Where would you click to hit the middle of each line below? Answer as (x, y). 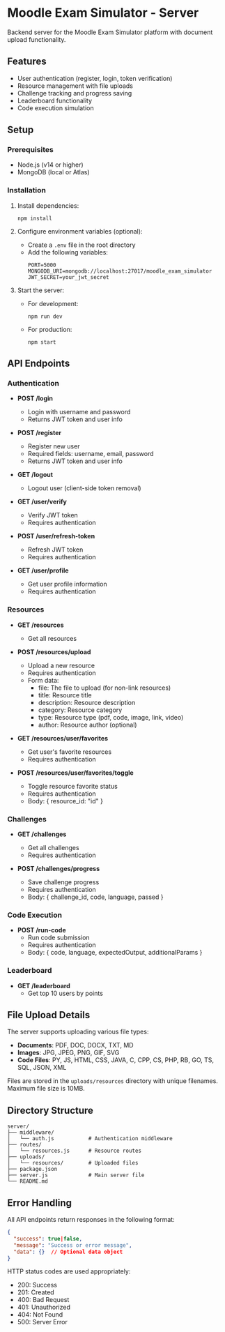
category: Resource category (80, 710)
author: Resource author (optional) (87, 725)
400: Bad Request (43, 1300)
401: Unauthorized (44, 1307)
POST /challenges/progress (58, 869)
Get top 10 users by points (65, 993)
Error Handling (39, 1203)
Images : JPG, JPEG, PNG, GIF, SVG (68, 1053)
